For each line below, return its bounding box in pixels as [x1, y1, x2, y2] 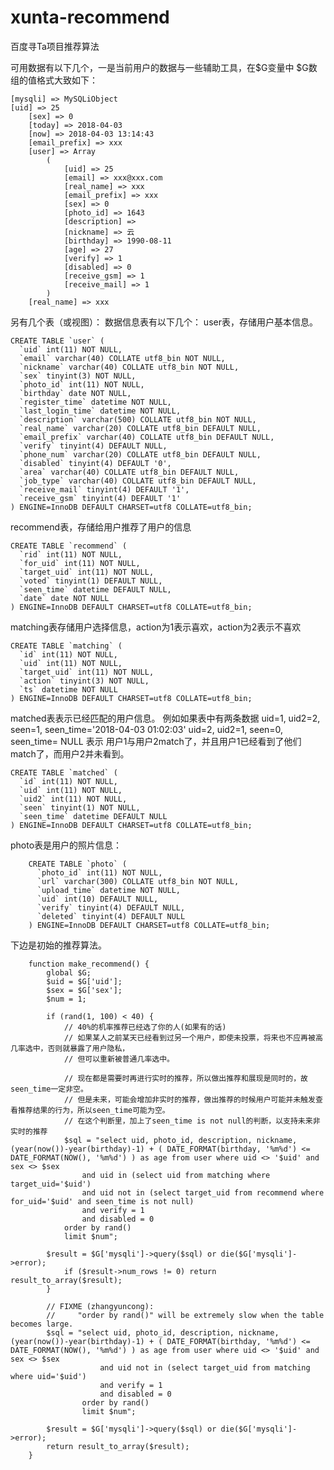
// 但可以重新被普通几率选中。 [63, 1054, 175, 1064]
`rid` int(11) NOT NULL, [19, 549, 123, 560]
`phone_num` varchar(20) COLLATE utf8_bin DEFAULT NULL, [19, 449, 262, 460]
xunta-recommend [10, 6, 170, 29]
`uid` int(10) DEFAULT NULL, [36, 894, 159, 904]
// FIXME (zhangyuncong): [46, 1301, 155, 1311]
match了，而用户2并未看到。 [10, 747, 130, 760]
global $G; [46, 967, 92, 978]
